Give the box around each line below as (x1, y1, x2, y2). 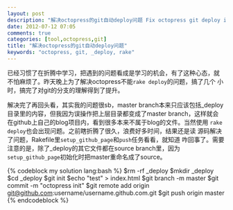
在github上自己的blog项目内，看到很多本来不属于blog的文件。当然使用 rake (7, 118, 223, 126)
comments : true (7, 29, 51, 37)
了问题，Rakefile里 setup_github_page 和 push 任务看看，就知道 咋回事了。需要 (7, 135, 225, 143)
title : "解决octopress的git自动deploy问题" (7, 42, 128, 49)
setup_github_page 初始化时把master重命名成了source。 (7, 152, 166, 161)
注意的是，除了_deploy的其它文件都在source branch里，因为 (7, 143, 180, 152)
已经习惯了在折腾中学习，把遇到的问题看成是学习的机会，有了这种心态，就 (7, 69, 220, 77)
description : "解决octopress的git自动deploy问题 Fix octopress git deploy (7, 17, 221, 24)
